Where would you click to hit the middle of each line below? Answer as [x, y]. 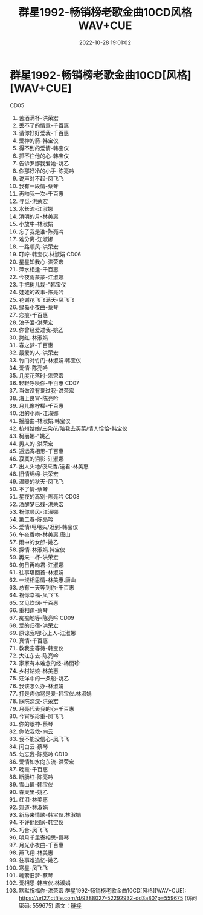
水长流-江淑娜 [36, 208]
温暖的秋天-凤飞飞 [41, 481]
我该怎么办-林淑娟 [41, 686]
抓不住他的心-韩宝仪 [44, 156]
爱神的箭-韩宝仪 [39, 141]
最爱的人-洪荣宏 [39, 353]
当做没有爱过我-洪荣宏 [47, 390]
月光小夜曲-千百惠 [41, 845]
